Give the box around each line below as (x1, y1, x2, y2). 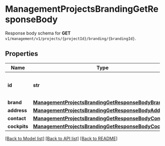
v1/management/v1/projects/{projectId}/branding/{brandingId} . (5, 35, 137, 41)
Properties (5, 50, 38, 58)
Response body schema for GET (5, 30, 71, 36)
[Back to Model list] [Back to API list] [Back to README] (5, 135, 118, 141)
